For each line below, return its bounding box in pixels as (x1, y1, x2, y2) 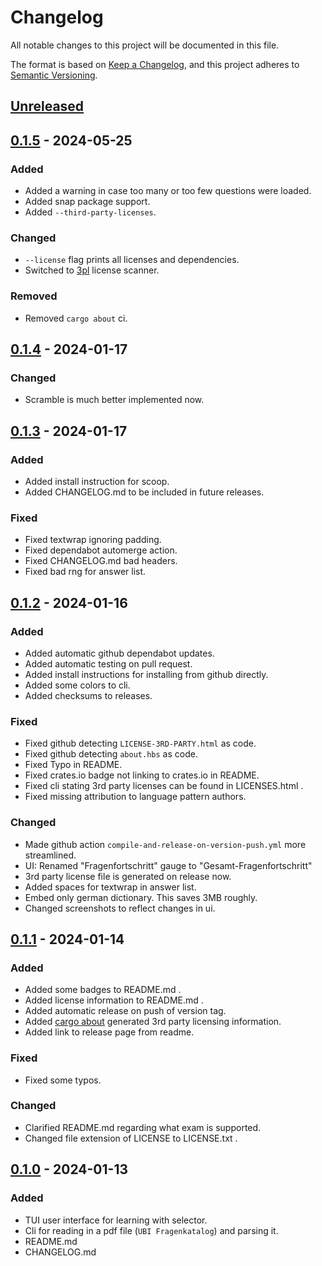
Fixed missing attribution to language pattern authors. (24, 791, 247, 803)
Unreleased (10, 98, 85, 115)
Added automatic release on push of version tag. (24, 1005, 227, 1017)
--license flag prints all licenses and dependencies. (24, 254, 240, 266)
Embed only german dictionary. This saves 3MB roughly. (24, 891, 258, 903)
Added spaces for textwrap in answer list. (24, 881, 197, 893)
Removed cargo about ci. (24, 312, 128, 324)
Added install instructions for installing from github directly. (24, 668, 269, 680)
